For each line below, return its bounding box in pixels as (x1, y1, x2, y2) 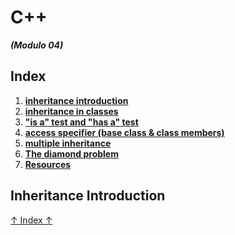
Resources (24, 158, 72, 170)
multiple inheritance (24, 137, 112, 149)
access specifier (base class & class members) (24, 126, 225, 138)
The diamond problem (24, 147, 119, 160)
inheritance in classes (24, 105, 119, 117)
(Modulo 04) (10, 39, 64, 51)
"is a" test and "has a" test (24, 116, 139, 128)
